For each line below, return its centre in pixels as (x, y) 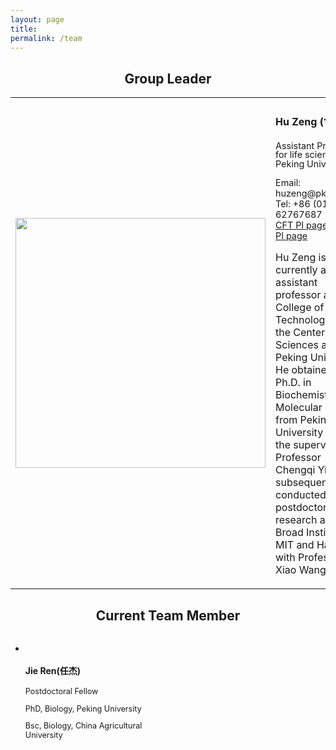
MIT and (295, 545)
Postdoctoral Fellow (61, 691)
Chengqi (295, 470)
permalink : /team (46, 38)
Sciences (297, 345)
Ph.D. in (293, 383)
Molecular (299, 408)
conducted (301, 495)
